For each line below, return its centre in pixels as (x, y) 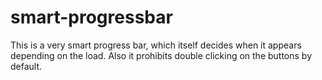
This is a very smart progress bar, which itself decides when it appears (156, 45)
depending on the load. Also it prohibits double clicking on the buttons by (161, 55)
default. (26, 66)
